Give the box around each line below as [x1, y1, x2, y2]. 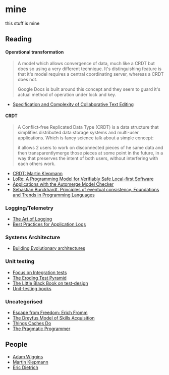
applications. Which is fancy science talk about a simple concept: [17, 135, 154, 141]
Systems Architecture [5, 234, 61, 241]
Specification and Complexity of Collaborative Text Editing [12, 101, 134, 107]
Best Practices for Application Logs [12, 221, 86, 228]
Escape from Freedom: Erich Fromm [12, 309, 88, 315]
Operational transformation [5, 49, 64, 55]
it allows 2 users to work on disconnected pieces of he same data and [17, 144, 163, 150]
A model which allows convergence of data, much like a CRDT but [17, 60, 155, 66]
